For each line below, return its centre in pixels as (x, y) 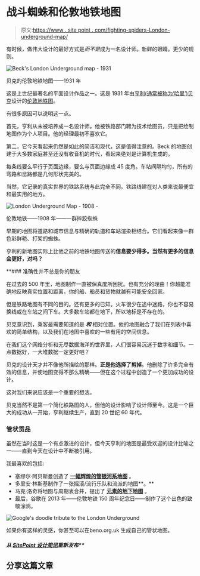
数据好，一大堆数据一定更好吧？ (50, 352)
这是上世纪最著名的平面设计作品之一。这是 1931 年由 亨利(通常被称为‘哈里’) (97, 93)
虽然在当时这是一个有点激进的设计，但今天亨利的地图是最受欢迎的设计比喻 (97, 443)
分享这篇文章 (30, 566)
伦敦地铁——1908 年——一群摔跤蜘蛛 (52, 218)
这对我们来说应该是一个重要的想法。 (51, 392)
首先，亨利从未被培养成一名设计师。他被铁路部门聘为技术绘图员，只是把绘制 (100, 126)
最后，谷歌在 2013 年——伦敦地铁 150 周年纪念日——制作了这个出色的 (101, 498)
